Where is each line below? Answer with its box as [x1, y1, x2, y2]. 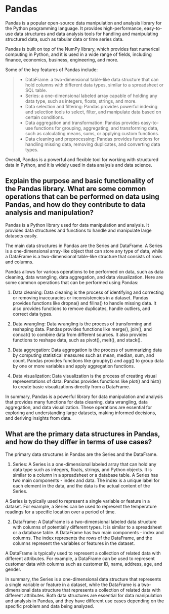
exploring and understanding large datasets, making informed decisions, [5, 410, 157, 416]
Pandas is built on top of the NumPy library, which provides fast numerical [5, 46, 160, 52]
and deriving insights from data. [5, 415, 72, 421]
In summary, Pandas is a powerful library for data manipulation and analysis [5, 393, 163, 400]
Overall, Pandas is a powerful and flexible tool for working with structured [5, 156, 158, 163]
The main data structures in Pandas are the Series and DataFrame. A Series [5, 242, 163, 249]
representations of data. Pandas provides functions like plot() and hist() [12, 378, 161, 384]
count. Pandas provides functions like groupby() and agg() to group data [12, 357, 164, 363]
